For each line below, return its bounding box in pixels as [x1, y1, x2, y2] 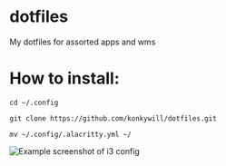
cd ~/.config [9, 98, 59, 107]
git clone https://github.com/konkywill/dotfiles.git [9, 113, 218, 123]
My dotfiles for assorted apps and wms [9, 36, 156, 47]
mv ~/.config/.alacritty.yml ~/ [9, 130, 132, 139]
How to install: [9, 68, 120, 89]
